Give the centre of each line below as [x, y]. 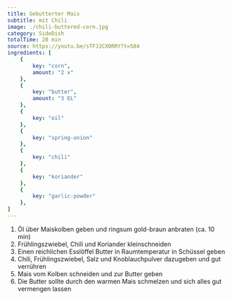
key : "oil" [49, 118]
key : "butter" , [55, 92]
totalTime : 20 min [34, 40]
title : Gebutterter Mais [44, 14]
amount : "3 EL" [55, 99]
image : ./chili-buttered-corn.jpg [58, 27]
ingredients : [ [30, 53]
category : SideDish [36, 33]
